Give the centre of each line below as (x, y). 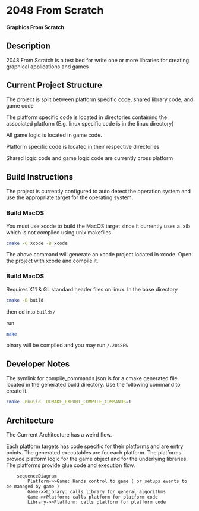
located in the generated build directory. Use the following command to (93, 385)
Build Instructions (40, 177)
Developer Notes (38, 364)
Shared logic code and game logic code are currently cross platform (90, 158)
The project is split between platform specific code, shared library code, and (100, 99)
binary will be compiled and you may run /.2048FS (67, 345)
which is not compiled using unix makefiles (59, 232)
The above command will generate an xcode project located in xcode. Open (99, 255)
